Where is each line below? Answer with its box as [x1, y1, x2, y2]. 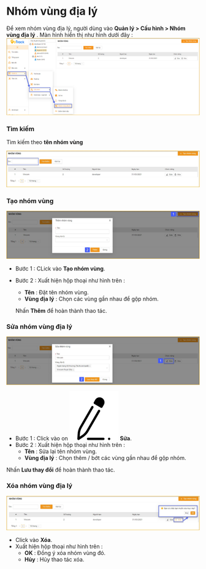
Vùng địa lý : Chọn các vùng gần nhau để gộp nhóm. [24, 295, 159, 302]
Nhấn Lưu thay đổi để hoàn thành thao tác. [6, 466, 115, 473]
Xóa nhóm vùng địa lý [6, 481, 72, 490]
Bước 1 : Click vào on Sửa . [15, 435, 132, 442]
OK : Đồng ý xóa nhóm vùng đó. [24, 549, 106, 556]
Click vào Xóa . [15, 536, 53, 543]
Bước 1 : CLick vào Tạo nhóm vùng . [15, 265, 105, 272]
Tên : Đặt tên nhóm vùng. [24, 288, 89, 296]
